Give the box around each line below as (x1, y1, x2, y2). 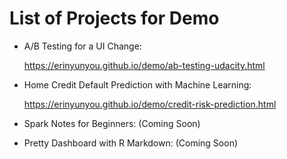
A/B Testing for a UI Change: (23, 40, 142, 52)
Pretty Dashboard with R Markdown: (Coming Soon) (23, 137, 239, 149)
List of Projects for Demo (9, 7, 220, 30)
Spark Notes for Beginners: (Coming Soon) (23, 117, 201, 129)
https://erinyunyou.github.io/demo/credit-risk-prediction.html (23, 98, 277, 110)
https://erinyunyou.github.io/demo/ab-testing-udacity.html (23, 59, 266, 71)
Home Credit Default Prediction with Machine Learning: (23, 78, 252, 91)
